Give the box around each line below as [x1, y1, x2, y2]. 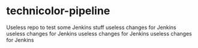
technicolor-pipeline [6, 4, 110, 18]
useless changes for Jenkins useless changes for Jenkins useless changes [6, 30, 192, 37]
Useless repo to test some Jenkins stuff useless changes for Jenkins [6, 24, 176, 31]
